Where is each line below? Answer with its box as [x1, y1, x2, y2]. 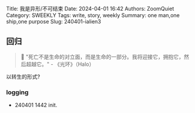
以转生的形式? [6, 73, 40, 80]
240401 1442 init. [14, 102, 57, 109]
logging [6, 88, 29, 96]
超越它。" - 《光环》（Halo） [25, 61, 95, 68]
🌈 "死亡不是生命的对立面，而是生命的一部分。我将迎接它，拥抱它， [20, 53, 184, 60]
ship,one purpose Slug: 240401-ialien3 [6, 18, 101, 25]
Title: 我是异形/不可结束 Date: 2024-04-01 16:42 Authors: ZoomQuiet [6, 5, 174, 12]
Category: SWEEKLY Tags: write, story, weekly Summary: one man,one [6, 12, 180, 19]
